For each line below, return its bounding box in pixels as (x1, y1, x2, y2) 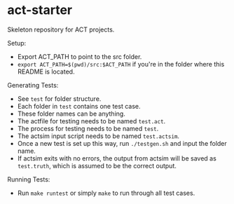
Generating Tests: (7, 81, 59, 89)
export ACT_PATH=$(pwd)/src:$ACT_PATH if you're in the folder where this (17, 60, 225, 68)
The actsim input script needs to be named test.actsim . (17, 132, 180, 140)
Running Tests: (7, 175, 50, 184)
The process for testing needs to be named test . (17, 124, 159, 132)
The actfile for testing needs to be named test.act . (17, 116, 166, 125)
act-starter (7, 2, 72, 18)
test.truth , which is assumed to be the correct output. (17, 161, 177, 170)
